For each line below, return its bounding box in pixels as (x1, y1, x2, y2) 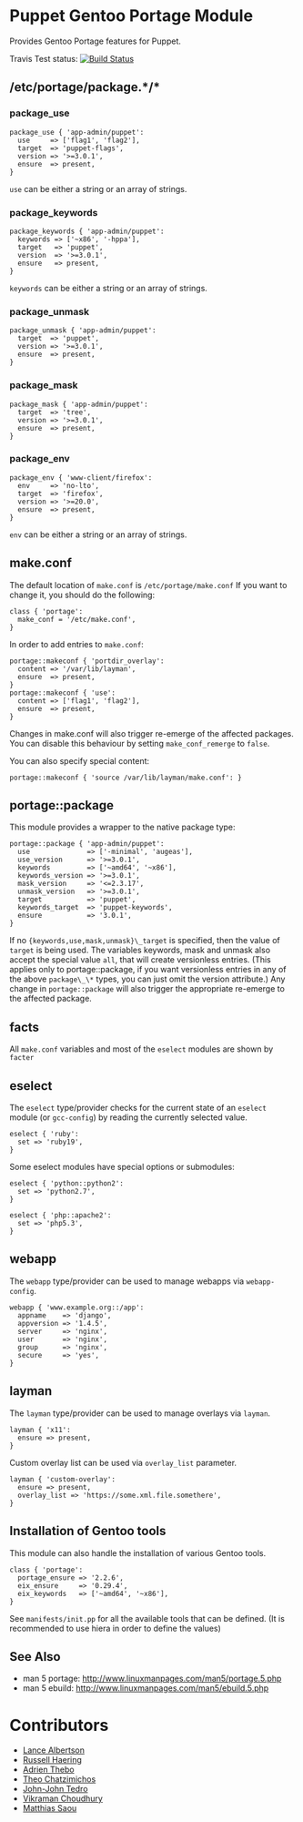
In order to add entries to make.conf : (9, 638, 144, 649)
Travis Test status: (9, 53, 78, 64)
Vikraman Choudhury (22, 1793, 103, 1804)
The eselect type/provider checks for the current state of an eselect (9, 1103, 267, 1114)
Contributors (9, 1715, 109, 1735)
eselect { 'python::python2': (9, 1179, 125, 1188)
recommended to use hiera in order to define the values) (9, 1623, 221, 1634)
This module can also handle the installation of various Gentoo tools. (9, 1547, 267, 1558)
